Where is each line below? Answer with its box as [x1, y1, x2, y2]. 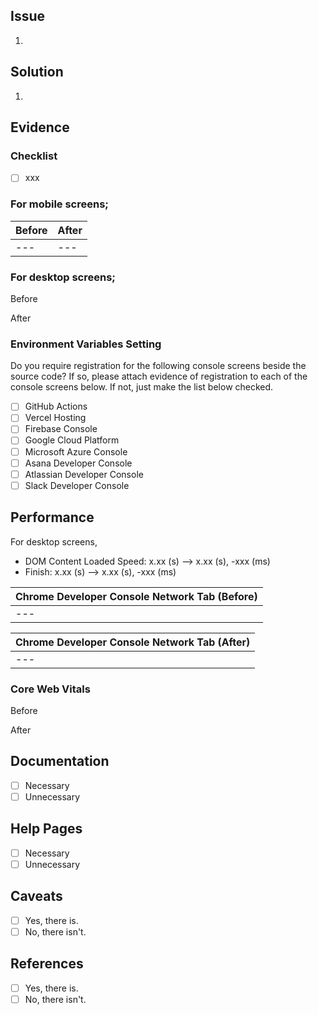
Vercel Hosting [24, 412, 87, 424]
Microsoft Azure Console [24, 445, 128, 458]
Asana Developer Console [24, 457, 133, 469]
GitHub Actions [24, 400, 88, 413]
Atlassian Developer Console [24, 468, 144, 480]
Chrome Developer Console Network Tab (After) [15, 635, 251, 649]
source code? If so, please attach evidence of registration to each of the [10, 370, 308, 383]
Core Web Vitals [10, 682, 91, 696]
